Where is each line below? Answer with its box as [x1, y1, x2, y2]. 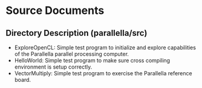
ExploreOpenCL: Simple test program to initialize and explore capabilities [14, 44, 196, 51]
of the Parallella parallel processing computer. [14, 50, 129, 58]
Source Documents [5, 4, 105, 18]
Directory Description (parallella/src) [5, 28, 148, 38]
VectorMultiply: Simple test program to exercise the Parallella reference [14, 70, 192, 76]
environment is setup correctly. [14, 63, 93, 70]
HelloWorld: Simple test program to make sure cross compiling [14, 57, 171, 64]
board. [14, 76, 31, 83]
